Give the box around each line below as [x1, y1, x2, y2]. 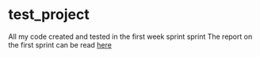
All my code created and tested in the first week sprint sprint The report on [8, 32, 253, 41]
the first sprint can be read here [8, 40, 113, 49]
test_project [8, 6, 90, 24]
